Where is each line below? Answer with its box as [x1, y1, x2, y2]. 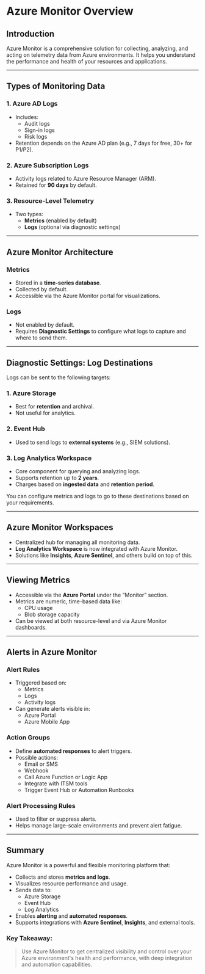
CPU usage [24, 604, 53, 611]
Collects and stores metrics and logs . [15, 873, 110, 881]
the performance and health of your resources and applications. [6, 58, 168, 65]
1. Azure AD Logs [6, 100, 58, 108]
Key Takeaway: [6, 934, 53, 942]
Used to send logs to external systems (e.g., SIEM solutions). [15, 438, 171, 446]
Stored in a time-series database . [15, 279, 102, 286]
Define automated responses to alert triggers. [15, 747, 132, 755]
